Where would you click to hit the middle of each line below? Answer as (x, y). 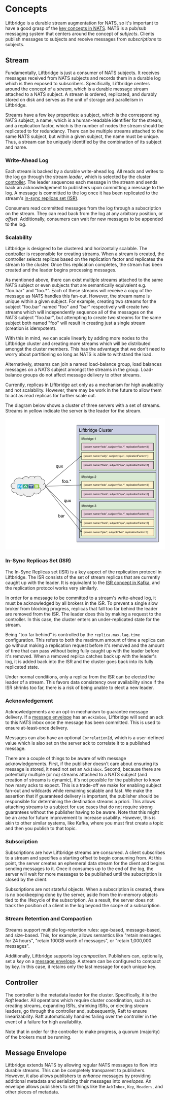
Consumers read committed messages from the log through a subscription (83, 208)
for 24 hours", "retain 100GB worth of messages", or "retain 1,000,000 (78, 940)
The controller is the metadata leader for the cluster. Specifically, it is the (81, 994)
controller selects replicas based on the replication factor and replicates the (84, 259)
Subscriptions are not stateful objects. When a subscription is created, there (85, 889)
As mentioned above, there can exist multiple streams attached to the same (84, 280)
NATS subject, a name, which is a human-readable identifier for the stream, (84, 120)
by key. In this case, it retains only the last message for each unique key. (81, 967)
